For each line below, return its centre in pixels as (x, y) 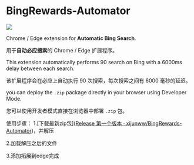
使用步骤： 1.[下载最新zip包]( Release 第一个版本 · (66, 123)
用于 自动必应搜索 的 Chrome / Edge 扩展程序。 (62, 50)
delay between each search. (41, 68)
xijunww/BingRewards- (154, 123)
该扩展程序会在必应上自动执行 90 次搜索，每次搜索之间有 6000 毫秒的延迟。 (98, 80)
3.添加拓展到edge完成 (33, 156)
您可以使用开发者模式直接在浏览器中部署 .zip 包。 (67, 111)
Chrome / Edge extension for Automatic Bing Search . (71, 38)
